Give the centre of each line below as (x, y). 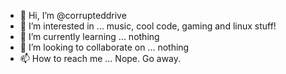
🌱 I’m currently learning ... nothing (89, 36)
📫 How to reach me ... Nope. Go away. (100, 58)
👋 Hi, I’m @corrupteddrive (73, 15)
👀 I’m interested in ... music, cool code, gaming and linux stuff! (148, 26)
